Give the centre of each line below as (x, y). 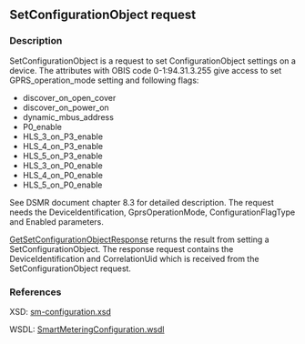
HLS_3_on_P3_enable (62, 137)
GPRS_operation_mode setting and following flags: (104, 80)
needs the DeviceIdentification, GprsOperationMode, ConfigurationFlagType (152, 212)
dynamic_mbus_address (68, 116)
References (36, 292)
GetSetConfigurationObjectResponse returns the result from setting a (140, 239)
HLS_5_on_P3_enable (62, 156)
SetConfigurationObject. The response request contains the (122, 248)
